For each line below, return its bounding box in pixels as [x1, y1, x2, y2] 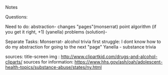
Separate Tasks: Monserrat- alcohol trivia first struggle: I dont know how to [5, 38, 161, 44]
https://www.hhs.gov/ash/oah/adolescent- [74, 59, 163, 64]
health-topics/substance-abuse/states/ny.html [5, 64, 102, 70]
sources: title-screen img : [5, 53, 60, 59]
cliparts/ [5, 59, 23, 64]
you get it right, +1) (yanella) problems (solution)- [5, 29, 107, 34]
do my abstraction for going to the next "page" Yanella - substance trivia [5, 44, 156, 49]
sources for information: [23, 59, 74, 64]
